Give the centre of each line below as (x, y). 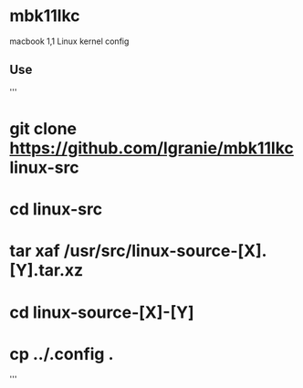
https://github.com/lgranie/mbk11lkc (151, 148)
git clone (43, 128)
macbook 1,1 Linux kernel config (69, 41)
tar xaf (35, 251)
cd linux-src (56, 210)
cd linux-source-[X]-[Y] (102, 312)
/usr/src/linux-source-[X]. (165, 251)
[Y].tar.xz (47, 271)
